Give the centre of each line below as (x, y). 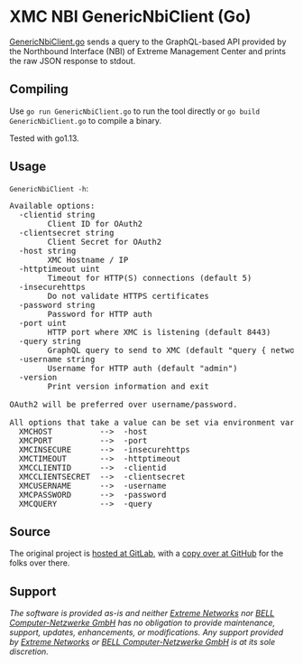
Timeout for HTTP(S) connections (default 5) (150, 278)
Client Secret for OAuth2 (105, 242)
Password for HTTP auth (100, 314)
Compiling (39, 89)
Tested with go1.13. (44, 138)
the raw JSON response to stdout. (73, 61)
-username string (57, 359)
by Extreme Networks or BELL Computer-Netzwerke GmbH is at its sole (142, 642)
